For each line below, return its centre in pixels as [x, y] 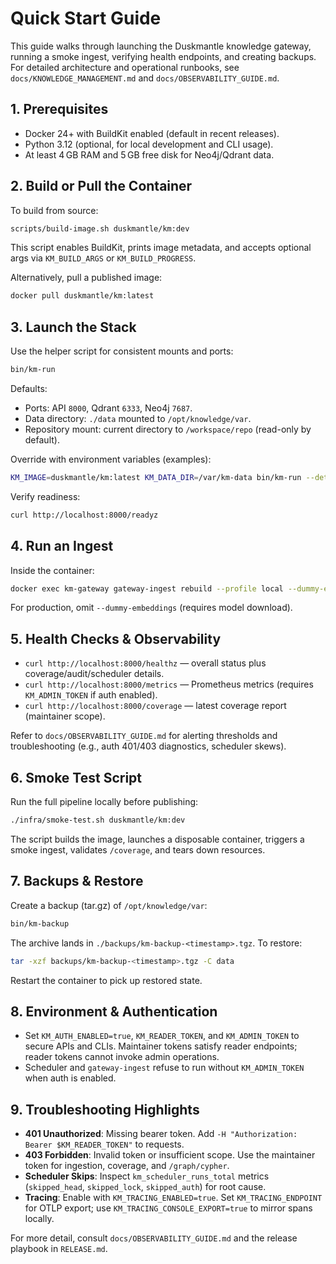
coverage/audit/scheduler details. [94, 674]
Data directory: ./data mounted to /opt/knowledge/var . [138, 418]
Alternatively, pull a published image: [86, 278]
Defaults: [29, 388]
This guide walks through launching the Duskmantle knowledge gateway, [161, 46]
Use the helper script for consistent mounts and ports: [122, 351]
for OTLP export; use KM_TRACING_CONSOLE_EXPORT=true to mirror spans [168, 1208]
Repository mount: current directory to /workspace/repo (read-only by [168, 429]
